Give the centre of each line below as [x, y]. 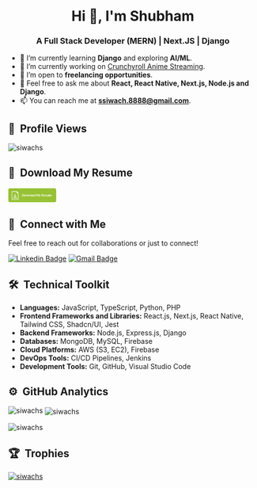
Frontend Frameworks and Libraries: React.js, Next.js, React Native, [131, 316]
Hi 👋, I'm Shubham [133, 16]
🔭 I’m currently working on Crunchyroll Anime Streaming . [112, 67]
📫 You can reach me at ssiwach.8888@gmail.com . [105, 101]
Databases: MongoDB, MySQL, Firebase [86, 341]
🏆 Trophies [39, 454]
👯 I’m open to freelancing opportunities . [86, 75]
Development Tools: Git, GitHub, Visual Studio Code [105, 367]
